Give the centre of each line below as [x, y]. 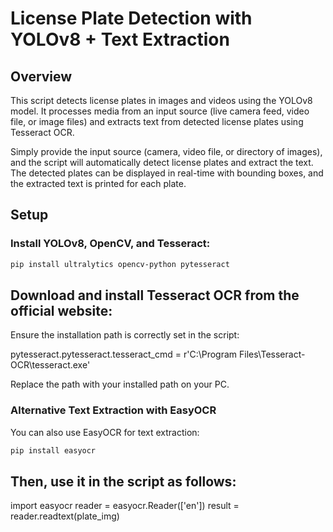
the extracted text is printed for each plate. [98, 183]
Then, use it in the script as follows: [123, 481]
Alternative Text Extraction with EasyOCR [113, 410]
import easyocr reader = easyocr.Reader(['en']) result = [125, 506]
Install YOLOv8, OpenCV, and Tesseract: [110, 244]
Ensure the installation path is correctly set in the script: [125, 335]
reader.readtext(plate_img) [65, 516]
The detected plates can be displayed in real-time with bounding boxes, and [167, 173]
